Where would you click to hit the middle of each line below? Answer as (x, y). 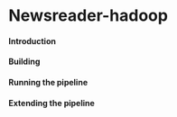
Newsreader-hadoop (88, 16)
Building (24, 62)
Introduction (32, 40)
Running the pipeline (48, 82)
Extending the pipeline (52, 103)
